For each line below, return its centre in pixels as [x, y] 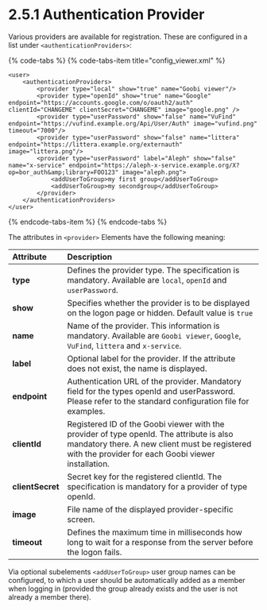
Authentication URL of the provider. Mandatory [154, 381]
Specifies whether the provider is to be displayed [159, 303]
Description [90, 257]
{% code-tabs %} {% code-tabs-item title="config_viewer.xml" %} [117, 60]
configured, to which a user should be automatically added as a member [127, 580]
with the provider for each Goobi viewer [141, 454]
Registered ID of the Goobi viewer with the [146, 424]
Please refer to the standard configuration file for [158, 401]
